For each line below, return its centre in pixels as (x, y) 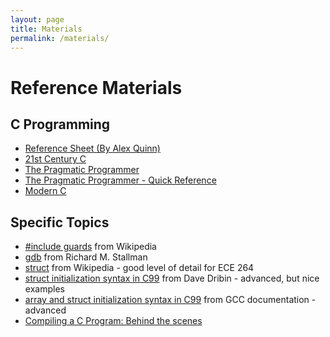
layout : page (37, 19)
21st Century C (55, 159)
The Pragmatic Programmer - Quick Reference (120, 180)
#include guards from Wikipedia (90, 247)
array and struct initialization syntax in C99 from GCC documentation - (170, 300)
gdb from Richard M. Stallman (86, 257)
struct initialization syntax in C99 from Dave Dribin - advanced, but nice (172, 278)
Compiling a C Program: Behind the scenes (113, 321)
